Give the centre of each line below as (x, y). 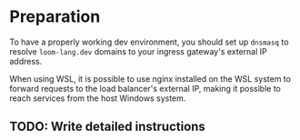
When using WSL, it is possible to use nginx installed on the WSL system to (150, 78)
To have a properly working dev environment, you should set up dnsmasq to (149, 42)
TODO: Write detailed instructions (108, 127)
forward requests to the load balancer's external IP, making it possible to (145, 88)
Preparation (55, 17)
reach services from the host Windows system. (98, 98)
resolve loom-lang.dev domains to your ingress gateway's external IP (138, 51)
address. (26, 61)
